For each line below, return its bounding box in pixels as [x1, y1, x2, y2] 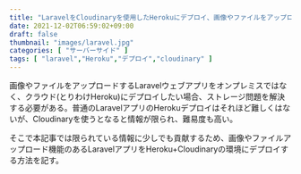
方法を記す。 [16, 155, 64, 165]
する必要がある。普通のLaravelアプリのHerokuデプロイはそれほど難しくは [9, 103, 283, 112]
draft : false [9, 29, 58, 38]
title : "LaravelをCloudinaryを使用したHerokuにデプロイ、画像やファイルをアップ [9, 12, 288, 22]
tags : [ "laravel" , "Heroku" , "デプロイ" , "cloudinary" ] [9, 54, 213, 63]
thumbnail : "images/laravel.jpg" [9, 37, 134, 47]
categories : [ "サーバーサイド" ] [9, 46, 128, 55]
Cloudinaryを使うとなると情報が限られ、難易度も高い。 [32, 113, 238, 124]
